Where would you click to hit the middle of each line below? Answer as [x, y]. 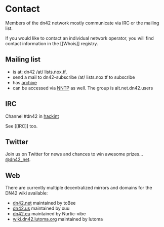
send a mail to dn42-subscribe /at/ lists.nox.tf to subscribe [74, 77]
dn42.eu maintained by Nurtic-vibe [49, 214]
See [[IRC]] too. [22, 126]
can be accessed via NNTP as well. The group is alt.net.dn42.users [83, 88]
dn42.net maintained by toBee [44, 203]
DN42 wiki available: [27, 193]
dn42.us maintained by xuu [41, 208]
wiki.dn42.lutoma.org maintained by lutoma [58, 219]
